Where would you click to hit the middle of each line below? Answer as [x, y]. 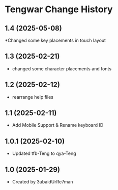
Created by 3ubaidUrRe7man [42, 182]
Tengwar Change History [59, 9]
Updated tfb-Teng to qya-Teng [44, 153]
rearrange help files [33, 97]
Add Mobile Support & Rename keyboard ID [58, 125]
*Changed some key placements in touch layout [55, 40]
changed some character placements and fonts [62, 69]
